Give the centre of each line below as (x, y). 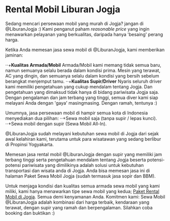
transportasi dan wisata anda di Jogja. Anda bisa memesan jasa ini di (78, 170)
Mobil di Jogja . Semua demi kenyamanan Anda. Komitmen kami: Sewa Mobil (85, 197)
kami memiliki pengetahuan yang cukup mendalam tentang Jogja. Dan (79, 87)
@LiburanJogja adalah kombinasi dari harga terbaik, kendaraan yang (77, 202)
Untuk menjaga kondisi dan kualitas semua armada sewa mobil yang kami (83, 186)
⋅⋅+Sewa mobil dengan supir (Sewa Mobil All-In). (56, 124)
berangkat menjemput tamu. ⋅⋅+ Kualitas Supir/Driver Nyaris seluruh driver (83, 81)
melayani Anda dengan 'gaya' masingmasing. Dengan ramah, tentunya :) (81, 103)
